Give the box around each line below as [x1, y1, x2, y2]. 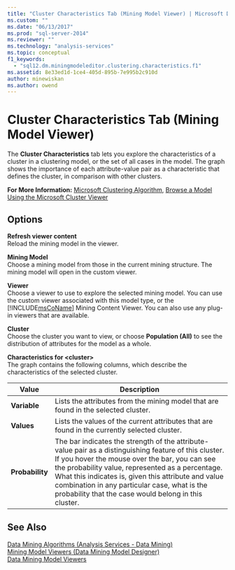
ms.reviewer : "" [7, 36, 55, 43]
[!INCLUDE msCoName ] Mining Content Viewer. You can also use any [7, 304, 206, 312]
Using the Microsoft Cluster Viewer [7, 193, 108, 201]
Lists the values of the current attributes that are [55, 417, 213, 426]
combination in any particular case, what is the [55, 480, 208, 490]
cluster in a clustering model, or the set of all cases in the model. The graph [7, 157, 225, 166]
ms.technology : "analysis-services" [7, 43, 114, 50]
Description [120, 385, 159, 394]
